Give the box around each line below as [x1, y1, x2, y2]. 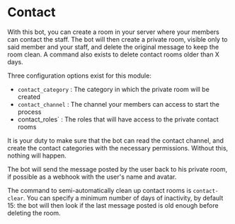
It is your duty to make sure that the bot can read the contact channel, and [7, 136, 224, 145]
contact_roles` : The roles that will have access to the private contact [17, 114, 219, 124]
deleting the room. [7, 208, 62, 217]
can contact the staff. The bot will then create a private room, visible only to [7, 35, 228, 43]
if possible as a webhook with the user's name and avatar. [7, 172, 177, 181]
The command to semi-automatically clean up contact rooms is [7, 186, 192, 194]
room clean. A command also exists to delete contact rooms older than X [7, 50, 219, 59]
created [17, 93, 41, 101]
